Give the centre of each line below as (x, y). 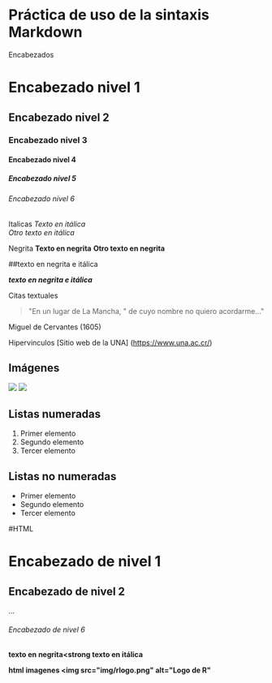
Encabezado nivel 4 (43, 160)
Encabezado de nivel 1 (85, 562)
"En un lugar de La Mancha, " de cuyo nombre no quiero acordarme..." (146, 311)
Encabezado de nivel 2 (67, 591)
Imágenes (34, 368)
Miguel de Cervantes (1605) (55, 327)
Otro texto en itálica (41, 232)
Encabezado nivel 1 (74, 88)
